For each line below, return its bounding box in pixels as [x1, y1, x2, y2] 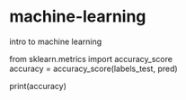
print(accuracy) [9, 80, 67, 91]
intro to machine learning [9, 36, 102, 47]
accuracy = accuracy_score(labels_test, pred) [9, 63, 178, 74]
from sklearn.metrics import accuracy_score [9, 53, 173, 64]
